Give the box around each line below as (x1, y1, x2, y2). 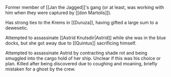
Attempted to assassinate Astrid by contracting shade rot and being (5, 50, 148, 56)
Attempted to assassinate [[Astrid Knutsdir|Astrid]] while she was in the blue (5, 35, 166, 41)
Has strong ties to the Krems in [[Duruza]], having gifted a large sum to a (5, 20, 158, 25)
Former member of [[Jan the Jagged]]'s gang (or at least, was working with (5, 5, 164, 10)
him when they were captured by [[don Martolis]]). (5, 10, 111, 16)
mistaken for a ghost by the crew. (5, 66, 76, 72)
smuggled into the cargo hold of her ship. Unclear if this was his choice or (5, 55, 161, 61)
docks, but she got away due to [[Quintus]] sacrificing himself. (5, 40, 137, 46)
